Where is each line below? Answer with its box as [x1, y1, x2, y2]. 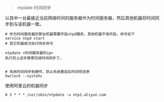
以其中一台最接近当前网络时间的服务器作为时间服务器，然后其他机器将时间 [5, 15, 155, 21]
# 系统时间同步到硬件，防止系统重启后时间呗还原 [5, 69, 90, 74]
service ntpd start [5, 36, 45, 41]
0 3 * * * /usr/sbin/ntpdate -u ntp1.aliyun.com [5, 92, 106, 97]
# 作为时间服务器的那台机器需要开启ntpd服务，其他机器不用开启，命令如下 [5, 32, 135, 36]
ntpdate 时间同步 [17, 5, 51, 10]
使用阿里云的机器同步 [5, 83, 48, 88]
